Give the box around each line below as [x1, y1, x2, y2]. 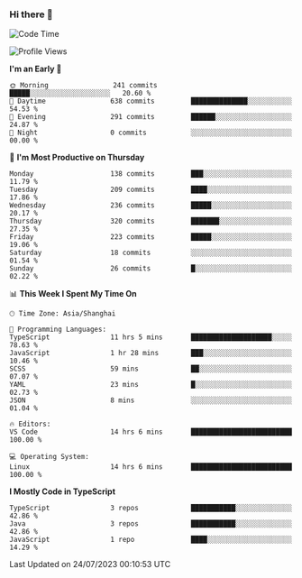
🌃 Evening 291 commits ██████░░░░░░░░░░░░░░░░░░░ [9, 113, 293, 122]
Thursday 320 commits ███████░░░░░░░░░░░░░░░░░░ [9, 216, 293, 226]
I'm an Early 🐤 [9, 63, 62, 75]
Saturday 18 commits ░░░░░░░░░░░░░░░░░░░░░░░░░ [9, 248, 293, 258]
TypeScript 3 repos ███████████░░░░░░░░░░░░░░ [9, 504, 293, 513]
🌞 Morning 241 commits [9, 81, 158, 90]
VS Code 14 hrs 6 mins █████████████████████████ [9, 427, 293, 436]
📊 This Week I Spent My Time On [9, 289, 137, 299]
